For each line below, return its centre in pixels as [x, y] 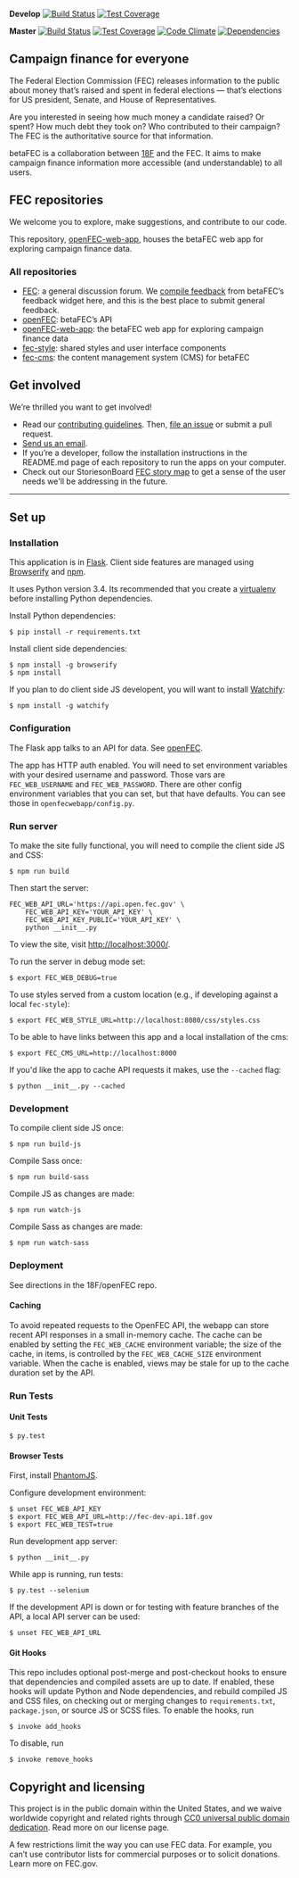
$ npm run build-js [45, 1144]
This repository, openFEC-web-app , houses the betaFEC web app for [137, 239]
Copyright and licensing [77, 1787]
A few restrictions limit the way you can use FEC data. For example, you [141, 1845]
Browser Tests [36, 1456]
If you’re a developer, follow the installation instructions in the [134, 453]
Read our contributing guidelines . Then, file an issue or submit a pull [147, 424]
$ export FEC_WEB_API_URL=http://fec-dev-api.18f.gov [111, 1517]
